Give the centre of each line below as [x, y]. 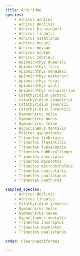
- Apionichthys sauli [37, 86]
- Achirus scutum [32, 52]
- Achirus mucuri [32, 43]
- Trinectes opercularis [40, 171]
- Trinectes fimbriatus [39, 138]
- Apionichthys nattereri [42, 76]
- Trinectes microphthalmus [44, 166]
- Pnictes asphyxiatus [38, 133]
